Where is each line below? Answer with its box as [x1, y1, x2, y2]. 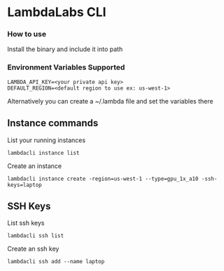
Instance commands [7, 117, 99, 130]
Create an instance [7, 162, 62, 170]
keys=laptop [7, 181, 42, 188]
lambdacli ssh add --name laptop [7, 258, 105, 265]
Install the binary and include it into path [7, 45, 123, 53]
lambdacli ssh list [7, 232, 64, 239]
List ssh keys [7, 218, 45, 228]
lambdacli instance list [7, 149, 80, 156]
